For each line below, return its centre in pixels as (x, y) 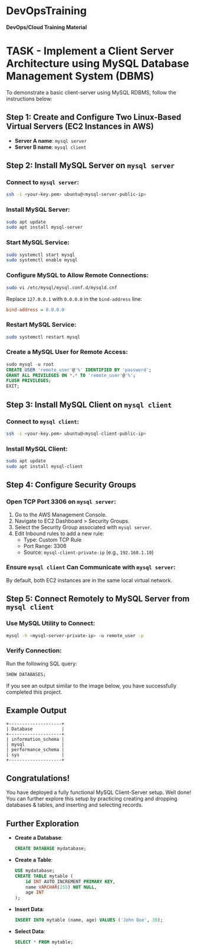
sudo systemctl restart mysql (43, 337)
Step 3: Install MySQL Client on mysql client (89, 404)
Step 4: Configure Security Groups (71, 485)
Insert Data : (29, 909)
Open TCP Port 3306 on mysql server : (61, 501)
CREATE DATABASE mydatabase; (50, 848)
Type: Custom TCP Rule (52, 540)
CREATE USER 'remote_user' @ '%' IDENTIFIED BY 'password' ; (79, 370)
